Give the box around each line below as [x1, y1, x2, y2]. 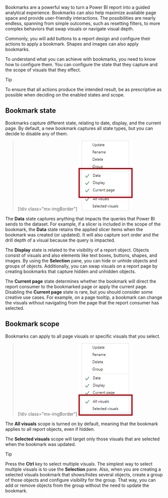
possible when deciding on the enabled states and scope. [5, 92, 125, 98]
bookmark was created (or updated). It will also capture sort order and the [5, 232, 159, 238]
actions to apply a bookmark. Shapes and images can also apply [5, 41, 139, 47]
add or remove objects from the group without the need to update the [5, 482, 149, 488]
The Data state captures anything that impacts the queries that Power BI [5, 215, 155, 221]
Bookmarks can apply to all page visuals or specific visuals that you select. [5, 333, 161, 339]
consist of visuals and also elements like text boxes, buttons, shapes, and [5, 252, 157, 258]
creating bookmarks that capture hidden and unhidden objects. [5, 268, 136, 275]
